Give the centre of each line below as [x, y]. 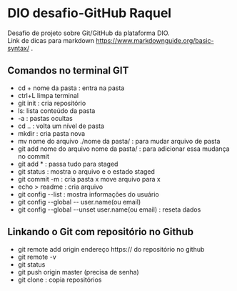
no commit [34, 156]
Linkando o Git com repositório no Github [101, 232]
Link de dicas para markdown [51, 40]
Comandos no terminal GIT [68, 70]
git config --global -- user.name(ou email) [79, 202]
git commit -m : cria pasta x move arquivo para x [89, 179]
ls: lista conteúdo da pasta [56, 110]
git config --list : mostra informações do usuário [88, 194]
